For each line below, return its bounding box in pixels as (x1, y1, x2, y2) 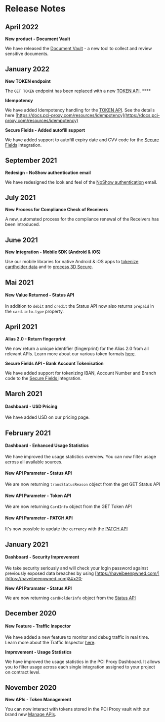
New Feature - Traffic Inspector (5, 623, 71, 629)
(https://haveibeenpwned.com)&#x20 (5, 576, 82, 582)
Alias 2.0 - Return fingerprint (5, 335, 66, 342)
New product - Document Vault (5, 36, 71, 42)
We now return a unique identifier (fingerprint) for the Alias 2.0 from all (5, 345, 149, 351)
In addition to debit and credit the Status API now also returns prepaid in (5, 303, 154, 309)
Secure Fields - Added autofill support (5, 127, 85, 133)
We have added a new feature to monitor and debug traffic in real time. (5, 634, 150, 640)
